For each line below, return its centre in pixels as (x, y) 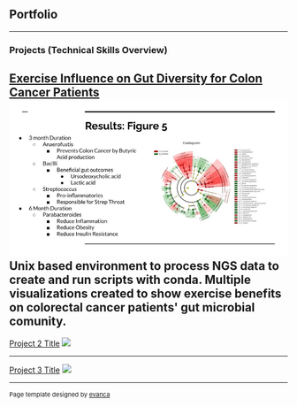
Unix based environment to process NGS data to (145, 266)
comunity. (38, 321)
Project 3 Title (34, 370)
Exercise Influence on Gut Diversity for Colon (136, 79)
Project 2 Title (34, 343)
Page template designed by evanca (60, 395)
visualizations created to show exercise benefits (145, 293)
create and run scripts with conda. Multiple (130, 279)
